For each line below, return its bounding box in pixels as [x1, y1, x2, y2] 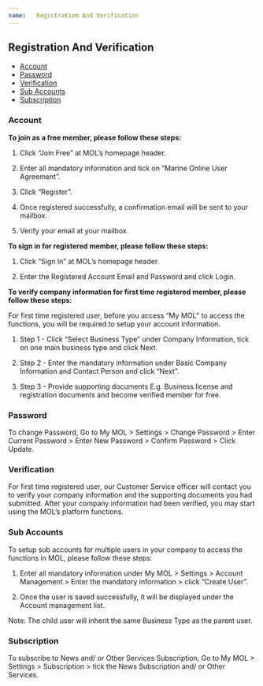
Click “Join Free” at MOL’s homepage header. [19, 147, 167, 158]
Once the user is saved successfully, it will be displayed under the [19, 592, 234, 602]
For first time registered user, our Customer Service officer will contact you [8, 482, 252, 491]
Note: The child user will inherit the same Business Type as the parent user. [8, 616, 254, 625]
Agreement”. [19, 171, 61, 181]
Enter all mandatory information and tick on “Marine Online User [19, 163, 228, 173]
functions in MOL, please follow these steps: [8, 553, 153, 562]
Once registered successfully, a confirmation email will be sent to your [19, 202, 249, 211]
